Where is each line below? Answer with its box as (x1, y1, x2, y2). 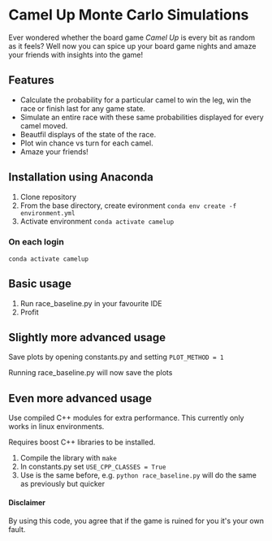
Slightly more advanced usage (8, 331, 166, 344)
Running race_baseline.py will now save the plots (8, 368, 173, 378)
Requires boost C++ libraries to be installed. (8, 437, 156, 448)
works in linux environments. (8, 422, 105, 431)
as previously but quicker (19, 479, 106, 489)
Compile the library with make (19, 453, 118, 463)
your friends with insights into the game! (8, 50, 144, 59)
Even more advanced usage (8, 392, 153, 405)
